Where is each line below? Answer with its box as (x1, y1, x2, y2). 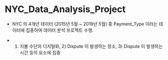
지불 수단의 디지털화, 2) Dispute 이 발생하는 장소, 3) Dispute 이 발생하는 (19, 43, 163, 49)
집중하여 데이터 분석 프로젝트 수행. (25, 27, 94, 33)
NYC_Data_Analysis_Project (5, 4, 126, 15)
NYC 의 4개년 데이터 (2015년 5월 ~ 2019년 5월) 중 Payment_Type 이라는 (12, 21, 158, 27)
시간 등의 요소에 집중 (19, 49, 61, 55)
